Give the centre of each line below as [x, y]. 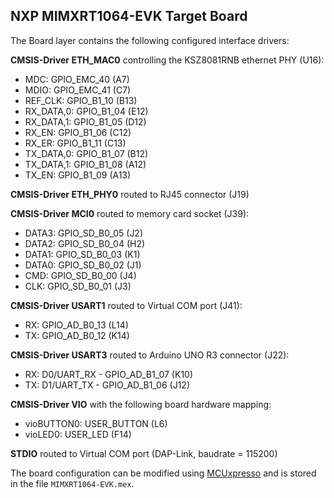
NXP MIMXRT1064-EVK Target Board [129, 16]
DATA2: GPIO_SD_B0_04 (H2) [85, 243]
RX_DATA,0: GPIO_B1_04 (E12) [86, 111]
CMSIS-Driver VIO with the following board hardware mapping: [141, 404]
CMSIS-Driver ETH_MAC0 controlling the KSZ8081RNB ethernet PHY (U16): [167, 60]
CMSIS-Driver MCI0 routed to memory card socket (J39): [130, 213]
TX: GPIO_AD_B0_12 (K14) [77, 335]
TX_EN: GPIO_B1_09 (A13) [78, 175]
